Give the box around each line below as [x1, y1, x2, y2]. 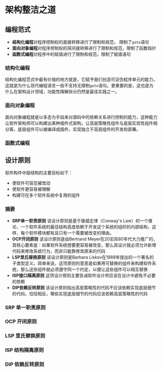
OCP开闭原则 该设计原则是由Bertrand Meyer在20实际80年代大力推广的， [12, 236, 158, 242]
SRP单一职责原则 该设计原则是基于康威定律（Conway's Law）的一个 [12, 217, 148, 224]
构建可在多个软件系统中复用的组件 [12, 193, 80, 198]
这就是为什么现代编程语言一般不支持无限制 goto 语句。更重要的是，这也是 [5, 83, 149, 89]
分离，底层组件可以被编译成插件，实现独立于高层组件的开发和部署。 [5, 126, 141, 132]
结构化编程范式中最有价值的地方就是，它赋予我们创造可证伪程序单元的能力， [5, 76, 158, 83]
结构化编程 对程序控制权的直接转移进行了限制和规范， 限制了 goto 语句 [12, 39, 149, 45]
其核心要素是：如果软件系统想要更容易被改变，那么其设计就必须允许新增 [12, 242, 156, 248]
